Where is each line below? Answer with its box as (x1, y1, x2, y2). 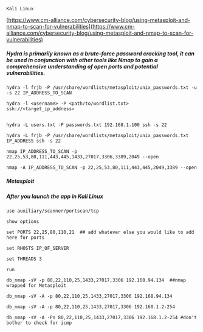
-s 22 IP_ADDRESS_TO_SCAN (6, 90, 72, 96)
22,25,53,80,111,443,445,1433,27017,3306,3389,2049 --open (6, 154, 159, 160)
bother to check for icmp (6, 320, 72, 326)
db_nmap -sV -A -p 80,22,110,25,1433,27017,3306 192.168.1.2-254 (6, 304, 175, 310)
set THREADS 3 (6, 256, 43, 262)
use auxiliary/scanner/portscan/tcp (6, 208, 99, 214)
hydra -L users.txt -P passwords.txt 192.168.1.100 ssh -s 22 (6, 122, 167, 128)
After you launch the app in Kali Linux (6, 192, 103, 200)
